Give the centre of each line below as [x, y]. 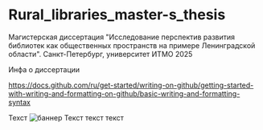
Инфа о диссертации [44, 69]
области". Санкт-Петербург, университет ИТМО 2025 [101, 54]
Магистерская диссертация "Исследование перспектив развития [122, 37]
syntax [19, 102]
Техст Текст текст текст [66, 117]
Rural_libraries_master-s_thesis [117, 15]
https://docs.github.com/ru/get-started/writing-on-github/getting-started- [131, 85]
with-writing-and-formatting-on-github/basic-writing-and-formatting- [124, 93]
